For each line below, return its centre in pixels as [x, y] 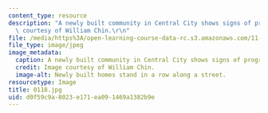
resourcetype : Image [43, 82]
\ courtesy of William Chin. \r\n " [73, 30]
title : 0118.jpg [35, 90]
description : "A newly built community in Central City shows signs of [130, 23]
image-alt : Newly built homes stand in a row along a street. [121, 75]
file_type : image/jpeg [46, 45]
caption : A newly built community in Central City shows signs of [128, 60]
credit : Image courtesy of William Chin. [85, 68]
